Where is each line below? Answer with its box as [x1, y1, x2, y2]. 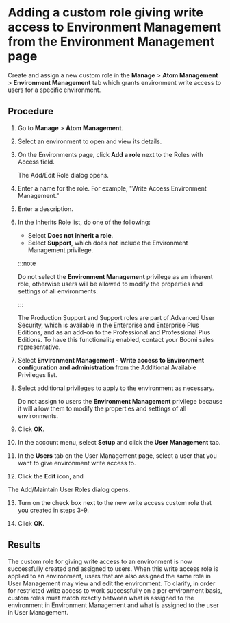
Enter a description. [17, 204, 74, 213]
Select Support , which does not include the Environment [27, 239, 188, 247]
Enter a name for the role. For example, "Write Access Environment [17, 184, 207, 193]
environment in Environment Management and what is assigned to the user [8, 601, 220, 609]
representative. [17, 343, 61, 351]
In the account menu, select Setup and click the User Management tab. [17, 438, 221, 446]
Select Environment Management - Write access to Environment [17, 356, 205, 364]
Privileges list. [17, 370, 57, 378]
